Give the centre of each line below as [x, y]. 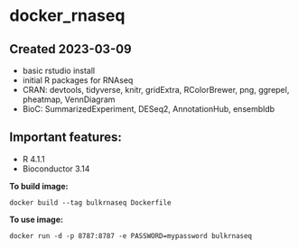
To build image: [39, 186]
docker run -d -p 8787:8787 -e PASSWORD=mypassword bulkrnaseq [131, 235]
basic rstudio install [59, 70]
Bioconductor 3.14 [56, 169]
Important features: [65, 138]
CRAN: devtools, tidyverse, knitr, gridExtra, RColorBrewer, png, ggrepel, [156, 90]
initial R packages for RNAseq [78, 80]
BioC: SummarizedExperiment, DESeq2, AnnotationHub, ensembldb [149, 109]
